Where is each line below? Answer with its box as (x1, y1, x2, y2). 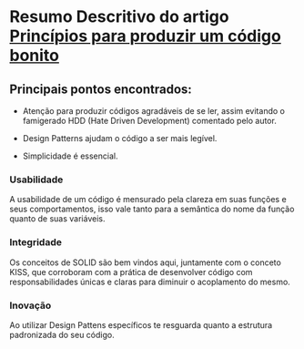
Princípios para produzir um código (9, 26, 282, 46)
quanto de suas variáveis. (9, 213, 106, 224)
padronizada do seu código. (9, 329, 116, 340)
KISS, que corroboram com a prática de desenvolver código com (9, 266, 253, 277)
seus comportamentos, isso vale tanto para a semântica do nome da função (9, 203, 295, 215)
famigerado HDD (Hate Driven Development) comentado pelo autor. (22, 116, 278, 126)
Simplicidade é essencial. (22, 150, 118, 161)
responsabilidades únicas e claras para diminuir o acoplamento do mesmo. (9, 276, 291, 287)
